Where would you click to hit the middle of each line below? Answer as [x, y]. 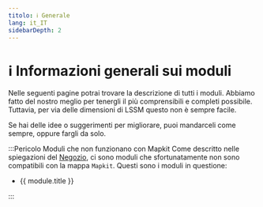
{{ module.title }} [47, 181]
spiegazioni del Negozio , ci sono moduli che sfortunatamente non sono [124, 157]
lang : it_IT [28, 23]
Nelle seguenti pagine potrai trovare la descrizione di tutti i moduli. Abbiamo [131, 93]
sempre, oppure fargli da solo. [57, 134]
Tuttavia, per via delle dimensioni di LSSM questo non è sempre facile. [122, 110]
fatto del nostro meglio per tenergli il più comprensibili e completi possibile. [130, 102]
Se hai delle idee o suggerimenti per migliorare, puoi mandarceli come [122, 125]
